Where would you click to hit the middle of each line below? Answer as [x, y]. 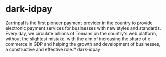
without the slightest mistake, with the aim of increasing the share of [76, 39]
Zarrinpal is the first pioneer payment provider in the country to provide [79, 23]
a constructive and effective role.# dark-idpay [53, 49]
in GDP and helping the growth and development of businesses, [95, 44]
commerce [16, 44]
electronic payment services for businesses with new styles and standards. [83, 28]
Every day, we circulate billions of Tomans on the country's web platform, [81, 33]
